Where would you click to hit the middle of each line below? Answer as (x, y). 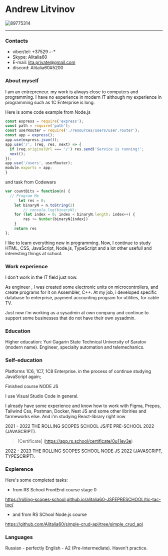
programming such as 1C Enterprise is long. (50, 102)
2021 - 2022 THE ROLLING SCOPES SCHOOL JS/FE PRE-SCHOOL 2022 (80, 426)
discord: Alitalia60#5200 (38, 68)
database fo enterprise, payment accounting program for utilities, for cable (82, 298)
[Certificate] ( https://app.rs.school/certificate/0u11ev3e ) (75, 441)
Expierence (19, 469)
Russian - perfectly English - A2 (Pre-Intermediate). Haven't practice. (76, 548)
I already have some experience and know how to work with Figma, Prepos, (83, 406)
